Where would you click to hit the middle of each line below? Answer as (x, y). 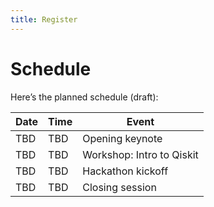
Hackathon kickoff (125, 171)
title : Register (44, 19)
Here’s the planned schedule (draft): (84, 97)
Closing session (119, 187)
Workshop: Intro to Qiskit (140, 154)
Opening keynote (122, 138)
